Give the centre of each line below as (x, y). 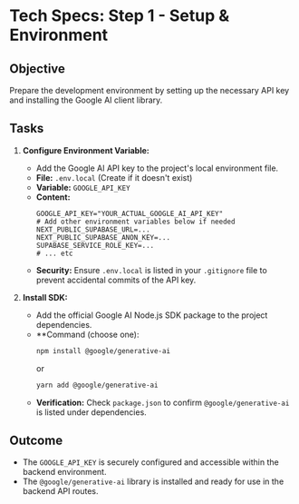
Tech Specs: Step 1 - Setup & (120, 16)
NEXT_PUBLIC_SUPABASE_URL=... (93, 229)
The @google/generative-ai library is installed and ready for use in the (153, 481)
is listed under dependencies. (91, 412)
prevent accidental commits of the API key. (116, 280)
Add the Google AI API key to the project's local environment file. (157, 168)
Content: (53, 197)
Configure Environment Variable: (86, 150)
